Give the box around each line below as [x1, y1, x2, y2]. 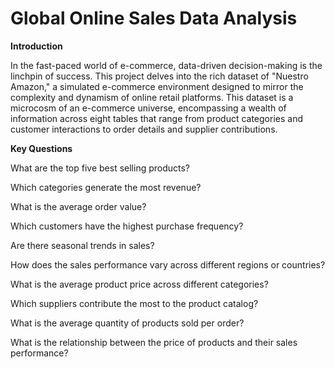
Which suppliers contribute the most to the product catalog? [10, 297, 259, 309]
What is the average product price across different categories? [10, 278, 269, 290]
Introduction [10, 40, 63, 52]
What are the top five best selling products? [10, 162, 191, 174]
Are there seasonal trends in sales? [10, 239, 155, 251]
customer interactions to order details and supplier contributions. [10, 123, 278, 135]
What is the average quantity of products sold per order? [10, 317, 245, 329]
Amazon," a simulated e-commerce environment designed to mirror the [10, 80, 304, 92]
